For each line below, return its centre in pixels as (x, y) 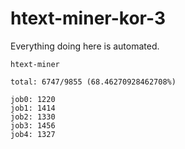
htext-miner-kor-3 (88, 18)
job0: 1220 (33, 99)
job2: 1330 (33, 117)
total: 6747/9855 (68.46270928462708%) (93, 82)
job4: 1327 (33, 134)
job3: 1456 (33, 125)
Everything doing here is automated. (85, 46)
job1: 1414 (33, 108)
